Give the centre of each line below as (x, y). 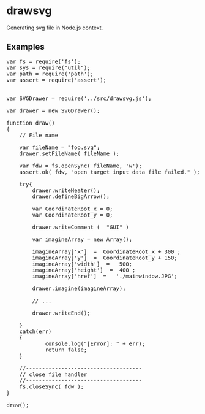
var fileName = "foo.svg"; (60, 147)
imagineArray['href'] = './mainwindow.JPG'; (105, 276)
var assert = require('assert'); (57, 80)
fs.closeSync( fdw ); (52, 386)
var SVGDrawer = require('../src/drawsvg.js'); (79, 98)
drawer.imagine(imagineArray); (79, 288)
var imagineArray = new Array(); (82, 239)
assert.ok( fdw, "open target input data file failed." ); (110, 172)
